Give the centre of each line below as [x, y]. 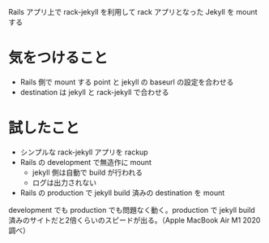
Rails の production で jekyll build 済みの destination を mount [122, 193]
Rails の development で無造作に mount [86, 162]
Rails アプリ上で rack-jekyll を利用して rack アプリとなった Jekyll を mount [133, 12]
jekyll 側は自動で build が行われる [88, 172]
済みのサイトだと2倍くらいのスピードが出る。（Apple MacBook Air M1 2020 [134, 220]
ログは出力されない [64, 182]
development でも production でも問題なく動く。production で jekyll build [132, 210]
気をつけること [58, 58]
